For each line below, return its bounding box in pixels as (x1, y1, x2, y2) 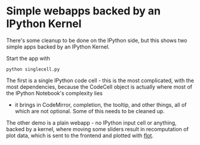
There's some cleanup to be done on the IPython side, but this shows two (6, 37, 187, 44)
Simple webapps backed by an (6, 4, 161, 18)
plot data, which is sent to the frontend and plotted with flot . (6, 132, 154, 139)
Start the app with (6, 55, 51, 62)
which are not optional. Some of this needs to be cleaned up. (14, 107, 165, 114)
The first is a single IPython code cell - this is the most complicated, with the (6, 77, 195, 84)
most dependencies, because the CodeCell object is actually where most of (6, 83, 193, 90)
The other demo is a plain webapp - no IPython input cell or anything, (6, 119, 177, 126)
